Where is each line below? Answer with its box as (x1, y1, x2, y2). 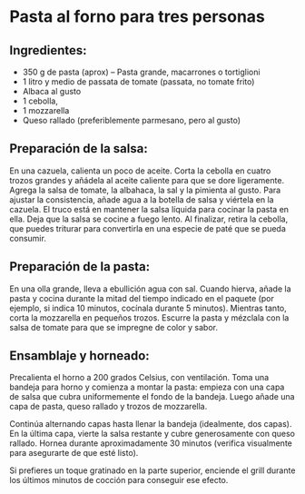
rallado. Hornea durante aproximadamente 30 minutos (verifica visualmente (9, 438, 292, 449)
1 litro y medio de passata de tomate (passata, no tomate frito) (22, 76, 255, 87)
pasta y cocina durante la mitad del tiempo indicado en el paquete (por (9, 292, 274, 303)
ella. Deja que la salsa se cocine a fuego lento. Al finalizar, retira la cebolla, (9, 213, 289, 224)
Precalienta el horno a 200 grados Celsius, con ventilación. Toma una (9, 372, 270, 383)
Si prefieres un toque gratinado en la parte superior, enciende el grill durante (9, 465, 296, 476)
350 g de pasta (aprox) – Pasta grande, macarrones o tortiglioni (22, 66, 261, 77)
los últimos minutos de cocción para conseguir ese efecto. (9, 475, 229, 486)
